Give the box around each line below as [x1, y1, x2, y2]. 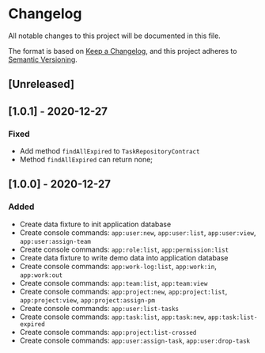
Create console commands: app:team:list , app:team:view [19, 278, 208, 287]
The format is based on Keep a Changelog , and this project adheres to [8, 46, 237, 55]
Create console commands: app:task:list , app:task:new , [19, 312, 206, 321]
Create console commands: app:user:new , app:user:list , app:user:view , [19, 227, 256, 237]
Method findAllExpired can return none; [19, 155, 153, 165]
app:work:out [19, 271, 63, 279]
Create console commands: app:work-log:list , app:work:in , [19, 261, 218, 271]
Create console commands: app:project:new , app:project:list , [19, 287, 228, 296]
